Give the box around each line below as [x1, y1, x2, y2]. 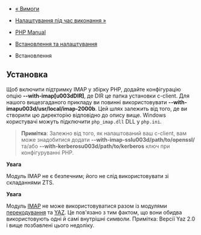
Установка [6, 70, 48, 80]
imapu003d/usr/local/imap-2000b [6, 105, 95, 112]
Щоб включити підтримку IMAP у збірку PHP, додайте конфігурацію [6, 85, 181, 93]
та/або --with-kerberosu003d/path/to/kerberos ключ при [21, 142, 170, 150]
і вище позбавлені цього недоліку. [6, 221, 95, 229]
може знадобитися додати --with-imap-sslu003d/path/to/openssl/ [21, 136, 195, 143]
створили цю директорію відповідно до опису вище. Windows [6, 111, 166, 119]
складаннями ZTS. [6, 179, 54, 186]
